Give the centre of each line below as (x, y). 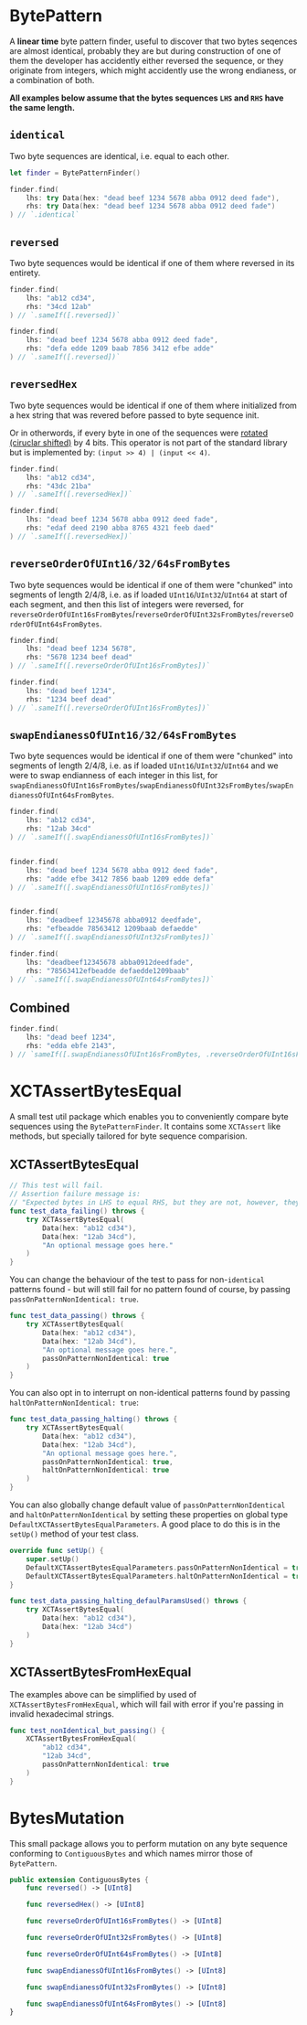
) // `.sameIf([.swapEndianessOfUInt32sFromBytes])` (112, 937)
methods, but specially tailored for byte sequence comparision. (129, 1136)
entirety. (25, 273)
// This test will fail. (57, 1185)
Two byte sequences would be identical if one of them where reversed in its (152, 262)
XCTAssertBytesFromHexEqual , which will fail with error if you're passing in (147, 1704)
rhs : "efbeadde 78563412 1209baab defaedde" (112, 929)
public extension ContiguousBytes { (79, 1880)
